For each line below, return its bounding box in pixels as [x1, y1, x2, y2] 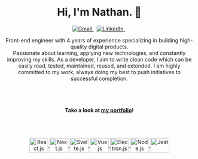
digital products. [88, 43, 129, 50]
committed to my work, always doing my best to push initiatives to [17, 68, 181, 75]
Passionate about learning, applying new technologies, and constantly [13, 49, 186, 56]
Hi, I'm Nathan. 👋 [57, 5, 142, 19]
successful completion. [70, 75, 129, 82]
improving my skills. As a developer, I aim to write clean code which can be [7, 56, 192, 63]
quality [70, 43, 87, 50]
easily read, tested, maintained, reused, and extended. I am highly [18, 62, 181, 69]
